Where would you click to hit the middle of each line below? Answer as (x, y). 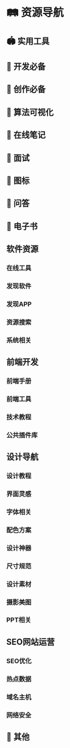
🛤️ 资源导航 (35, 13)
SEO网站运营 (30, 642)
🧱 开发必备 (26, 66)
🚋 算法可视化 (30, 112)
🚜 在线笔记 (26, 135)
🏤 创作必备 (26, 89)
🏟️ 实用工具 (28, 41)
